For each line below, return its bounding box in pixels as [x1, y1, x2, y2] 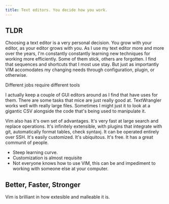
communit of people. [5, 139, 49, 145]
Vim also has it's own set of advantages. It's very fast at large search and [5, 118, 159, 124]
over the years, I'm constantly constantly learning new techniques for [5, 50, 151, 56]
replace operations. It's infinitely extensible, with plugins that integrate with [5, 123, 162, 130]
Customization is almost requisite [12, 155, 82, 161]
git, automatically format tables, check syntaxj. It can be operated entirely [5, 129, 159, 135]
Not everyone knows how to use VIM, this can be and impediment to [12, 160, 156, 166]
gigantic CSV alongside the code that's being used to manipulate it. [5, 108, 146, 114]
